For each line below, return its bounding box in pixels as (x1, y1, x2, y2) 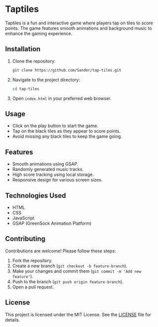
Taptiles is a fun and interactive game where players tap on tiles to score (5, 20, 154, 26)
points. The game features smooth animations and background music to (5, 25, 152, 31)
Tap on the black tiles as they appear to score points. (12, 128, 121, 134)
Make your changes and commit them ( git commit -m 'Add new (12, 268, 142, 274)
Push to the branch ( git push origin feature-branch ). (12, 278, 124, 284)
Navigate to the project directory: (12, 77, 80, 82)
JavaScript (12, 215, 35, 221)
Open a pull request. (12, 284, 54, 290)
